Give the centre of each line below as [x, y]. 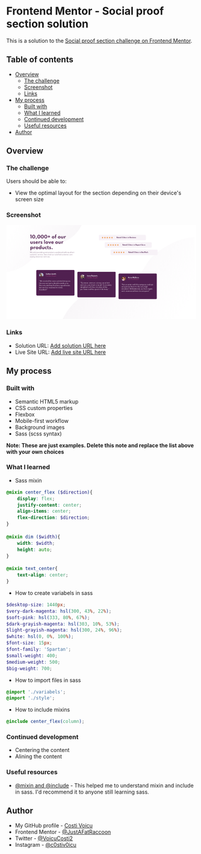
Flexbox [25, 414]
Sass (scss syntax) [38, 434]
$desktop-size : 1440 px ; [36, 605]
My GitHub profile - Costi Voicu [54, 825]
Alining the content [38, 757]
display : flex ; [36, 499]
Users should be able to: [37, 181]
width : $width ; [36, 543]
